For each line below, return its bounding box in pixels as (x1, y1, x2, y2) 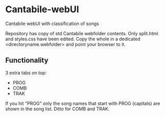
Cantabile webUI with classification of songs (5, 20, 99, 27)
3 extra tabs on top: (5, 69, 47, 76)
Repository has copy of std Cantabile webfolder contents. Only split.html (5, 30, 158, 36)
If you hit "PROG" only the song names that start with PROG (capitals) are (5, 100, 160, 106)
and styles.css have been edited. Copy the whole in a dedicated (5, 36, 141, 42)
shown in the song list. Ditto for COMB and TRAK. (5, 106, 110, 112)
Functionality (5, 56, 49, 65)
